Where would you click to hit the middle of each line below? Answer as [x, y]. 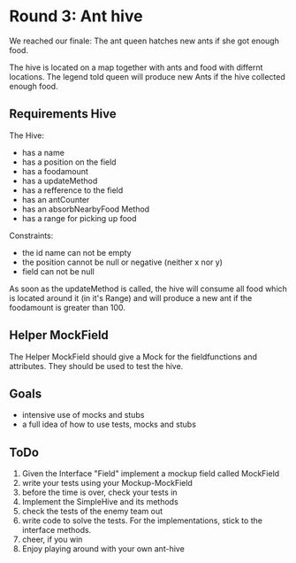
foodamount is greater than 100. [67, 307]
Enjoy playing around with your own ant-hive [103, 549]
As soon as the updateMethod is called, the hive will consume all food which [148, 289]
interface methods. [57, 530]
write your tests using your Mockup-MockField [107, 483]
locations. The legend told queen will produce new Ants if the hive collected [147, 76]
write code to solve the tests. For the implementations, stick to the [142, 521]
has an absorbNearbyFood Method [86, 209]
